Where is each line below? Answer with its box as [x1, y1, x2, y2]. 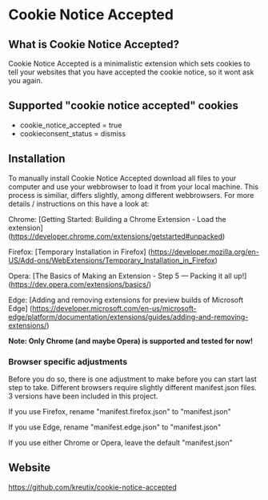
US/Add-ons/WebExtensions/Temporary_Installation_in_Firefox [8, 255, 215, 265]
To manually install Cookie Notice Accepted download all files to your [8, 173, 237, 183]
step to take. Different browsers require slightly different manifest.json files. [8, 382, 258, 392]
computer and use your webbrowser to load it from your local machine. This [8, 182, 258, 192]
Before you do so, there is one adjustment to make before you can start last [8, 374, 258, 384]
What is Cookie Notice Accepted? [8, 38, 180, 51]
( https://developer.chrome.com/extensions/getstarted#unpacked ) [8, 231, 226, 241]
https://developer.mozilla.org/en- [150, 247, 260, 256]
